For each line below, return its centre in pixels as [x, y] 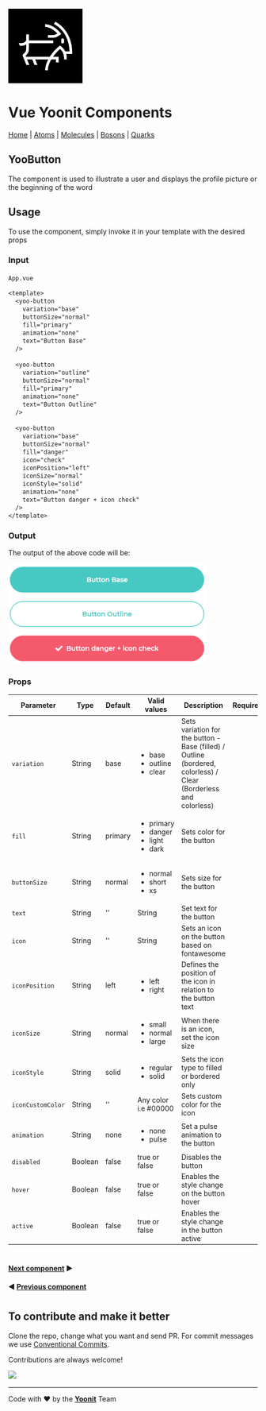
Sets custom [201, 1096]
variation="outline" [56, 373]
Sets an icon [201, 928]
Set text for [199, 908]
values [156, 709]
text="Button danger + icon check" [81, 500]
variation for [201, 729]
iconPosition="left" [56, 468]
